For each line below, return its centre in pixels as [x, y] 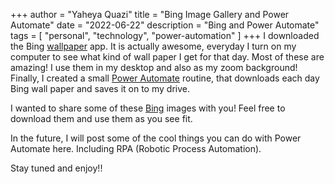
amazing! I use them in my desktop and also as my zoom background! [154, 67]
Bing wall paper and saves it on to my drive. [100, 88]
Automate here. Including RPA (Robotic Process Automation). [136, 148]
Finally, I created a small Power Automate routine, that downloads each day [165, 78]
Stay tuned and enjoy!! [56, 168]
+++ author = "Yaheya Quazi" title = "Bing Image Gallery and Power [150, 14]
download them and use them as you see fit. [101, 118]
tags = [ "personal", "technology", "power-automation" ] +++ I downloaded [165, 35]
